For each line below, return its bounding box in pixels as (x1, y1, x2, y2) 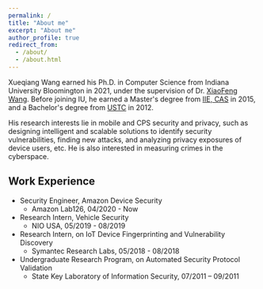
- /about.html (15, 56, 62, 64)
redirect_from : (8, 41, 59, 49)
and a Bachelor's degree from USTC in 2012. (8, 102, 154, 112)
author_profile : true (8, 33, 80, 42)
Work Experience (8, 175, 96, 188)
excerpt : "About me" (8, 26, 77, 34)
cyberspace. (8, 151, 49, 161)
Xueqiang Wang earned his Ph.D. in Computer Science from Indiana (8, 77, 230, 87)
